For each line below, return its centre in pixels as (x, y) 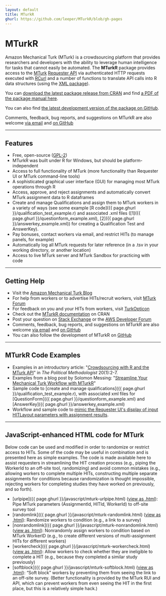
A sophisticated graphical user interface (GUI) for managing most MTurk (86, 182)
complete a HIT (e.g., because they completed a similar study (75, 557)
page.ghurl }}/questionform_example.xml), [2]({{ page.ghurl (73, 218)
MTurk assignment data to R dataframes (53, 198)
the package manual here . (32, 99)
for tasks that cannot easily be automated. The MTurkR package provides (80, 68)
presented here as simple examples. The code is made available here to (78, 458)
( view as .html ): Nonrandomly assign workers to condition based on (81, 530)
